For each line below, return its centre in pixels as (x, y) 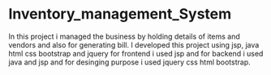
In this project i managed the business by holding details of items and (125, 36)
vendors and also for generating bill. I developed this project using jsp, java (134, 44)
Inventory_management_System (120, 14)
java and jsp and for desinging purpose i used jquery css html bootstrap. (129, 62)
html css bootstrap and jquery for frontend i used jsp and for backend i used (136, 53)
